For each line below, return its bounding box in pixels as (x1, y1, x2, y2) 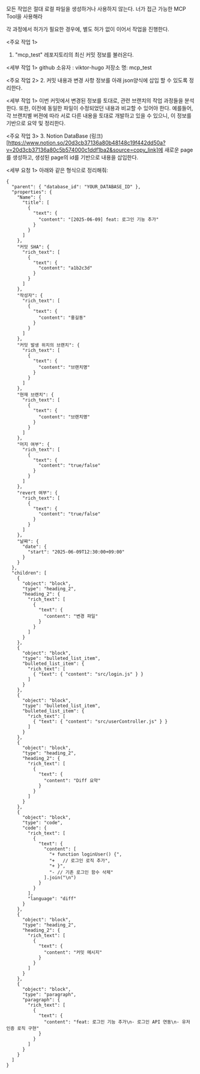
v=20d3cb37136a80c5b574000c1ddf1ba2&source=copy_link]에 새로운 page (6, 146, 193, 153)
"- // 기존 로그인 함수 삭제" (49, 869, 114, 875)
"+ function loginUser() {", (49, 851, 122, 857)
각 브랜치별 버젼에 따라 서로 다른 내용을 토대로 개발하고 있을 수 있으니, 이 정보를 (6, 112, 192, 119)
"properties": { (11, 189, 52, 195)
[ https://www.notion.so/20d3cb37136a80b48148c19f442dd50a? (6, 139, 166, 146)
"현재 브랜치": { (17, 392, 54, 398)
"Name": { (17, 194, 42, 200)
